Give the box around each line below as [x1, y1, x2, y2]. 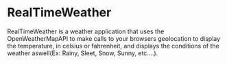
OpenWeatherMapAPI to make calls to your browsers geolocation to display [7, 34, 221, 42]
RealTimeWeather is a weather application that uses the [7, 27, 165, 35]
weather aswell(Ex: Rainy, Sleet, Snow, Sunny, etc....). [7, 49, 158, 57]
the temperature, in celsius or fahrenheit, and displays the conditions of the [7, 42, 219, 50]
